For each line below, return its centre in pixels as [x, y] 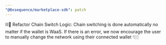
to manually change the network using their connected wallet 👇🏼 [72, 37]
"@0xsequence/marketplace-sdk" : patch [46, 10]
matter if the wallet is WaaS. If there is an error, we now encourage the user [83, 31]
